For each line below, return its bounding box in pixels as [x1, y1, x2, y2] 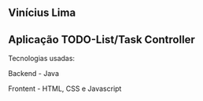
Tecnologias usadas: [8, 54, 76, 63]
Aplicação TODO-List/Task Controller [8, 33, 195, 46]
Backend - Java [8, 69, 60, 78]
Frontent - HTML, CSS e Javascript [8, 84, 122, 93]
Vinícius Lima [8, 6, 76, 20]
